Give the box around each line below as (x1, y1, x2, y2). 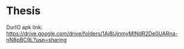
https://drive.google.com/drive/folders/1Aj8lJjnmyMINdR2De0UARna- (6, 30, 178, 37)
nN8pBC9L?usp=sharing (6, 36, 67, 43)
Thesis (6, 4, 41, 18)
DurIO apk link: (6, 24, 43, 31)
